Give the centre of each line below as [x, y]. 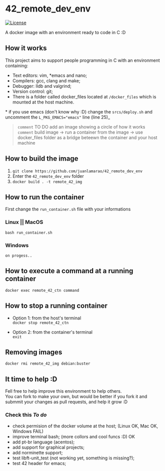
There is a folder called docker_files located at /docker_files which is [84, 96]
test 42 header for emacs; [39, 463]
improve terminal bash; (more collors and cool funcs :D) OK [73, 436]
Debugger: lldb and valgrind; [42, 86]
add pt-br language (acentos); [43, 442]
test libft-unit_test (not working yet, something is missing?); [73, 458]
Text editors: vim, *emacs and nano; [50, 75]
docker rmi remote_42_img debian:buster [48, 364]
